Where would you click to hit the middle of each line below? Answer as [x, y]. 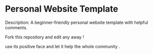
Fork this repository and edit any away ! [44, 37]
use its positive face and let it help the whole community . [63, 46]
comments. [16, 27]
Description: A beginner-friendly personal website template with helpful [76, 22]
